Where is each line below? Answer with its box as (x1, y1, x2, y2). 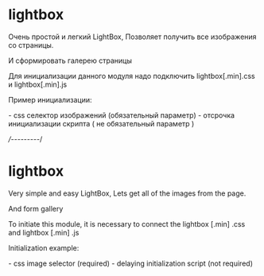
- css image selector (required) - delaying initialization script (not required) (8, 259, 253, 268)
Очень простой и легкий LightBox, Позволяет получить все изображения (8, 32, 257, 41)
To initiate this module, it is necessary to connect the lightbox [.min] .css (8, 219, 246, 228)
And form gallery (8, 204, 64, 213)
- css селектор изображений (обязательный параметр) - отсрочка (8, 110, 235, 120)
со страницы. (8, 40, 54, 49)
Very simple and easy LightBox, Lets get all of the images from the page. (8, 189, 247, 198)
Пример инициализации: (8, 95, 93, 104)
